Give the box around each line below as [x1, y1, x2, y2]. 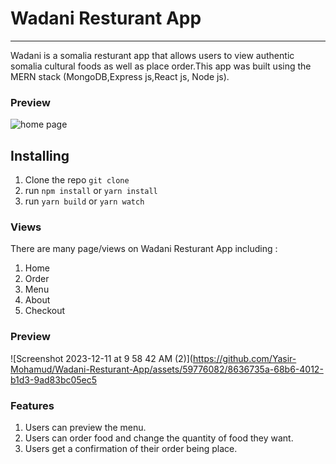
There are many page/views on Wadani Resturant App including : [10, 243, 278, 255]
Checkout [24, 305, 66, 317]
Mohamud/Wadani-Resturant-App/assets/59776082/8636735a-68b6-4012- [10, 363, 324, 375]
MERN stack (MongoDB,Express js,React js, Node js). [10, 70, 230, 82]
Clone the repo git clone [24, 174, 130, 186]
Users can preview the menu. [24, 421, 147, 433]
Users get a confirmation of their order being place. [24, 442, 238, 454]
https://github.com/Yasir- [192, 352, 297, 364]
